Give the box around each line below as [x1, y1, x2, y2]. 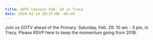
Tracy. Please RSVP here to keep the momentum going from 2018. [5, 30, 137, 35]
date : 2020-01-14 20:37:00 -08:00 [5, 11, 75, 16]
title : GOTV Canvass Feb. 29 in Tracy [5, 7, 84, 12]
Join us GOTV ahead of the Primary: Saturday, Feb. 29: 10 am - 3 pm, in [5, 24, 149, 30]
